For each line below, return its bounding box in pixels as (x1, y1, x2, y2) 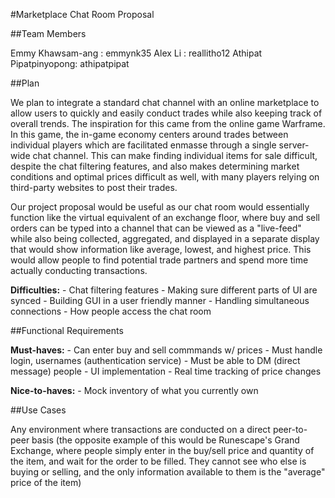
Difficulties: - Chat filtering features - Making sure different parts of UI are (10, 284, 318, 296)
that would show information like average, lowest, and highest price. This (10, 244, 312, 255)
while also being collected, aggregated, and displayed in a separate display (10, 233, 320, 244)
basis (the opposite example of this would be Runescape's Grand (31, 434, 300, 446)
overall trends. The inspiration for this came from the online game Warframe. (10, 118, 326, 129)
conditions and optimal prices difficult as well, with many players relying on (10, 171, 320, 183)
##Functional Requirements (10, 325, 124, 336)
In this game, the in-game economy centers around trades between (10, 129, 289, 140)
